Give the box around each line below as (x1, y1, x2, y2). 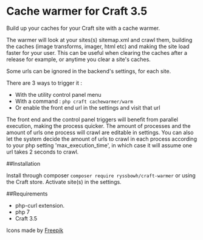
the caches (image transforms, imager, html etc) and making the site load (6, 43, 190, 50)
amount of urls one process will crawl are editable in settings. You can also (6, 129, 194, 136)
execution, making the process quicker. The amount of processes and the (6, 122, 191, 129)
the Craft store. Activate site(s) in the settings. (6, 178, 122, 185)
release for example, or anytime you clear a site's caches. (6, 55, 151, 63)
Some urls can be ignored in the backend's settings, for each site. (6, 67, 171, 74)
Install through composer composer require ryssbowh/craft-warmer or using (6, 172, 196, 179)
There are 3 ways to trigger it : (6, 79, 83, 86)
